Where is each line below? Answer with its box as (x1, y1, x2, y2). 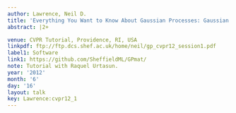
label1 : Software (7, 49, 59, 56)
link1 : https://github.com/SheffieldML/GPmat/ (7, 56, 147, 64)
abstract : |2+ (7, 23, 49, 30)
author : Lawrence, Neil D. (7, 10, 87, 18)
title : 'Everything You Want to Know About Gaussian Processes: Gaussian (7, 17, 230, 24)
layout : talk (7, 89, 46, 96)
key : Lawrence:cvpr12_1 (7, 95, 78, 102)
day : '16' (7, 82, 37, 89)
